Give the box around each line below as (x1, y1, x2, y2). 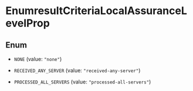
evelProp (5, 16, 50, 30)
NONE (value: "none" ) (13, 56, 62, 62)
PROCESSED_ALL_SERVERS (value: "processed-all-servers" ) (13, 78, 151, 85)
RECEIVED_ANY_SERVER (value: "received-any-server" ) (13, 67, 141, 74)
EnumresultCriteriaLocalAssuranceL (5, 4, 187, 18)
